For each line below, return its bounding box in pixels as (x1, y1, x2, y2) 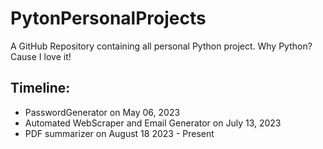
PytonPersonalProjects (10, 7, 207, 30)
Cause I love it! (10, 50, 72, 62)
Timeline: (10, 80, 71, 97)
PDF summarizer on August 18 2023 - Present (24, 127, 215, 139)
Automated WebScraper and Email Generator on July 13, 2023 (24, 117, 282, 129)
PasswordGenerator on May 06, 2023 (24, 106, 181, 118)
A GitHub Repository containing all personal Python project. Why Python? (10, 40, 313, 52)
